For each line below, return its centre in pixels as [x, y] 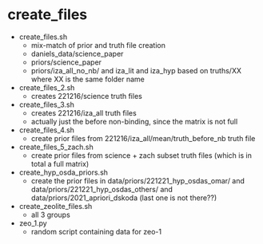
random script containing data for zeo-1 [96, 231]
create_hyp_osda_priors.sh [64, 172]
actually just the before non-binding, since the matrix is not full [134, 121]
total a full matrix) [60, 163]
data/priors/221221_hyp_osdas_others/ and [102, 189]
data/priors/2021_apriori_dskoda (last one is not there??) [124, 198]
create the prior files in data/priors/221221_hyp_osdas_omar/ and [138, 180]
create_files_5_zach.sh [56, 147]
